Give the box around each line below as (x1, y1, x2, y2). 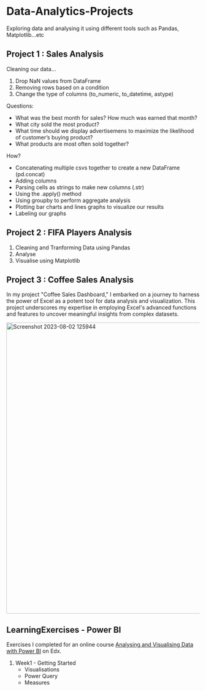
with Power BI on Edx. (6, 647, 62, 655)
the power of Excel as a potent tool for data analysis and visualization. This (6, 297, 196, 305)
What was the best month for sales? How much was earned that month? (15, 114, 197, 121)
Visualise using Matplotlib (15, 257, 80, 264)
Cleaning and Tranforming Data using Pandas (15, 244, 131, 251)
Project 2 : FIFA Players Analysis (6, 227, 132, 238)
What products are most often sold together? (15, 140, 129, 147)
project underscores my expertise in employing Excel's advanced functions (6, 304, 197, 311)
